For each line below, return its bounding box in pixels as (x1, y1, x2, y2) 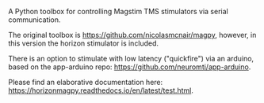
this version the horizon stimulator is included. (8, 39, 159, 48)
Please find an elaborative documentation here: (8, 78, 163, 86)
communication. (8, 15, 61, 24)
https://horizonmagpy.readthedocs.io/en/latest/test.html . (8, 86, 194, 95)
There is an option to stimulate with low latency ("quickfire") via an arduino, (8, 54, 254, 63)
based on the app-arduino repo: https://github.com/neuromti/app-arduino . (8, 62, 251, 72)
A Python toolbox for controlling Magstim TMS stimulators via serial (8, 7, 228, 16)
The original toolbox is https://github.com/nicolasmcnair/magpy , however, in (8, 31, 257, 39)
